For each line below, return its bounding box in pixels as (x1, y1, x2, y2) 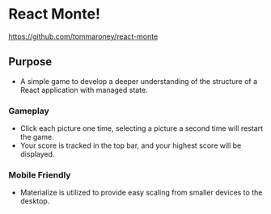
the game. (19, 132, 54, 142)
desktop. (19, 196, 50, 206)
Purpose (8, 55, 53, 69)
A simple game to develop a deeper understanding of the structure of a (19, 76, 258, 86)
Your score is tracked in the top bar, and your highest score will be (19, 141, 242, 150)
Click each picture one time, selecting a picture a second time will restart (19, 124, 264, 133)
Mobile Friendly (8, 169, 71, 180)
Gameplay (8, 105, 50, 116)
